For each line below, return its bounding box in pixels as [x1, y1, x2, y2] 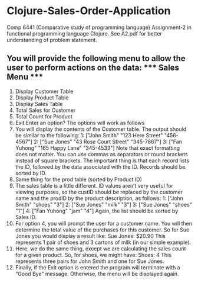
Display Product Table [15, 94, 69, 101]
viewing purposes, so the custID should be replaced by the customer [15, 188, 183, 195]
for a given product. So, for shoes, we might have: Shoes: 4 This [15, 251, 171, 258]
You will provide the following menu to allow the [6, 53, 186, 63]
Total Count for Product [15, 112, 72, 120]
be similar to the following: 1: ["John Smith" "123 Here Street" [15, 131, 163, 139]
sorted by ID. [15, 169, 47, 176]
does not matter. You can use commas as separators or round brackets [15, 150, 188, 157]
